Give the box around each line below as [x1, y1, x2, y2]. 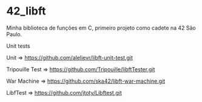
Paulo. [6, 30, 22, 37]
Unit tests [6, 42, 30, 49]
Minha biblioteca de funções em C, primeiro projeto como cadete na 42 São [6, 24, 196, 31]
